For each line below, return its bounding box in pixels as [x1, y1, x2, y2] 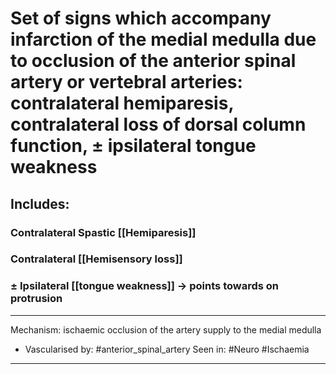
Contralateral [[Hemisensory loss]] [10, 252, 183, 266]
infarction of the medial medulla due [10, 28, 317, 51]
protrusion [10, 292, 63, 306]
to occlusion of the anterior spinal [10, 50, 297, 72]
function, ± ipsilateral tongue [10, 135, 257, 157]
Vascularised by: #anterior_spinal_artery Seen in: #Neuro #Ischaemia [24, 343, 310, 355]
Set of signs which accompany [10, 7, 272, 30]
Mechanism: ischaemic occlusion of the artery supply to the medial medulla [10, 323, 322, 336]
